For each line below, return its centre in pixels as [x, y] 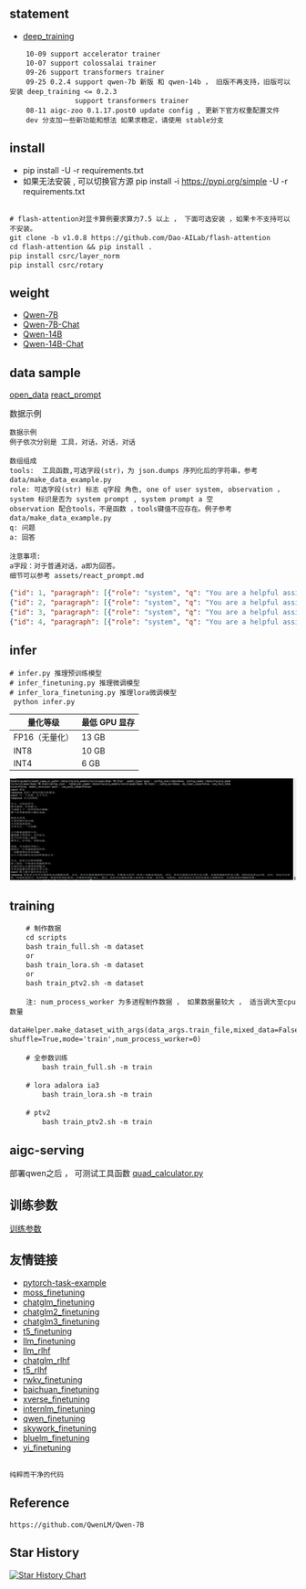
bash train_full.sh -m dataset [85, 947]
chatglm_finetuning [59, 1302]
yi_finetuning [46, 1447]
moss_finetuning [54, 1292]
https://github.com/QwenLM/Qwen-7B [77, 1525]
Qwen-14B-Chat [53, 344]
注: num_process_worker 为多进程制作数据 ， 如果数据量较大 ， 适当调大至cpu [161, 1003]
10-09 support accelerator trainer [93, 54]
